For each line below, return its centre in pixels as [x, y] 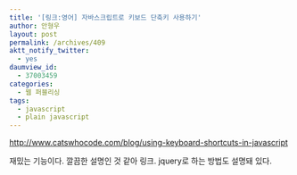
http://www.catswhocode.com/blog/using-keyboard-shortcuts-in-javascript [148, 143]
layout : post [33, 34]
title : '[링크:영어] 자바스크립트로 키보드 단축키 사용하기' [106, 17]
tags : [19, 100]
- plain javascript [54, 117]
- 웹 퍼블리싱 [39, 92]
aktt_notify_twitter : [49, 51]
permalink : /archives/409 [57, 42]
